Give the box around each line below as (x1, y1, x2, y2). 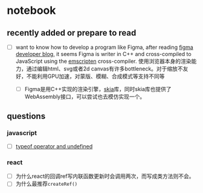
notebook (7, 4, 56, 17)
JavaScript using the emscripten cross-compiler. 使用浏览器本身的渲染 (15, 58, 192, 65)
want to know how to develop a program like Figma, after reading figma (15, 43, 194, 51)
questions (7, 111, 46, 121)
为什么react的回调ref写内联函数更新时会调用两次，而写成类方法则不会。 (15, 172, 195, 180)
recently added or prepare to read (7, 28, 137, 38)
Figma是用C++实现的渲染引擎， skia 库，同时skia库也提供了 (24, 86, 172, 93)
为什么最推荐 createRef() (15, 180, 78, 188)
